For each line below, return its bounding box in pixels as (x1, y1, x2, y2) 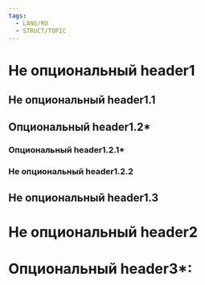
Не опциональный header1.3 (8, 190, 159, 205)
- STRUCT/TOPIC (15, 26, 67, 35)
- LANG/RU (15, 19, 48, 27)
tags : (8, 11, 27, 20)
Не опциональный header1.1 (8, 93, 156, 107)
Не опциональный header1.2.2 (8, 166, 134, 177)
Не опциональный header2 (8, 222, 199, 241)
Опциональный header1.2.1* (8, 145, 125, 156)
